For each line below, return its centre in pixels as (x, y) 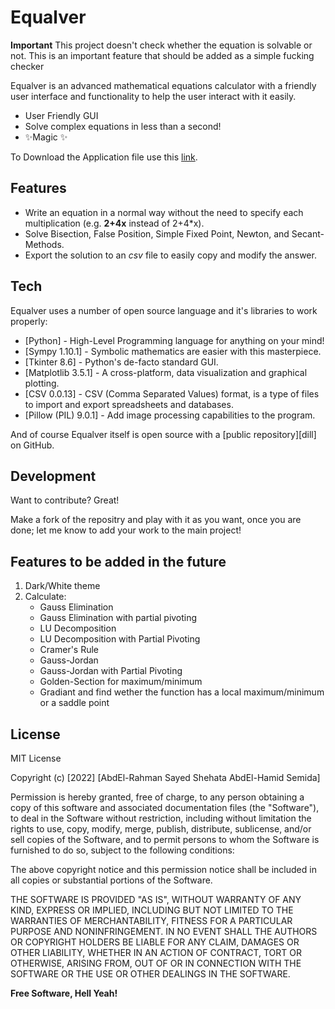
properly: (29, 321)
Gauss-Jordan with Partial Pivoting (111, 671)
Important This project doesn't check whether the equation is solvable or (161, 45)
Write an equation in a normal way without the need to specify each (164, 212)
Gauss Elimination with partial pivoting (118, 618)
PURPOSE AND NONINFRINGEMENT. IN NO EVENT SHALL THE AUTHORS (164, 931)
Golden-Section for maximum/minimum (121, 682)
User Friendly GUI (61, 115)
